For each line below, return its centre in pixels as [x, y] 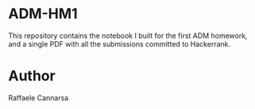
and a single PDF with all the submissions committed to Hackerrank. [120, 43]
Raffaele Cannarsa [39, 98]
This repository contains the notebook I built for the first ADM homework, [128, 36]
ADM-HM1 [43, 14]
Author [32, 76]
